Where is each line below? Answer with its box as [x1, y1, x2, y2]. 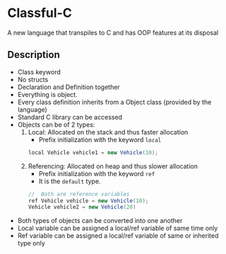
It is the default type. [38, 177, 101, 185]
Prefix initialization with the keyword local [38, 135, 162, 144]
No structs [17, 75, 49, 83]
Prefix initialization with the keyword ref [38, 169, 155, 178]
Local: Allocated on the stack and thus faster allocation [28, 127, 189, 136]
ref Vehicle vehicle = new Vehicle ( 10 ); [28, 197, 149, 204]
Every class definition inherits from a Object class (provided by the [17, 98, 212, 106]
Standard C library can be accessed [17, 112, 122, 121]
